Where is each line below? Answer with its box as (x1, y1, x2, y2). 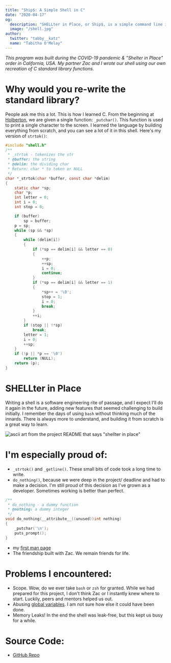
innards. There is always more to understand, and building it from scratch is (5, 415, 164, 422)
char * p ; (14, 190, 33, 195)
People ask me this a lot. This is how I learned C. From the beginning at (5, 111, 154, 117)
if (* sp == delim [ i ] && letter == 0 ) (32, 247, 113, 252)
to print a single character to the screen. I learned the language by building (5, 122, 162, 128)
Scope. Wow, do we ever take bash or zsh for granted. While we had (12, 585, 155, 591)
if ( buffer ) (14, 213, 40, 218)
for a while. (12, 617, 37, 623)
